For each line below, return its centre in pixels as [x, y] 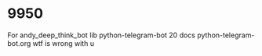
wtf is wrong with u [64, 43]
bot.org [19, 43]
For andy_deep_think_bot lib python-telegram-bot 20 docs [101, 35]
